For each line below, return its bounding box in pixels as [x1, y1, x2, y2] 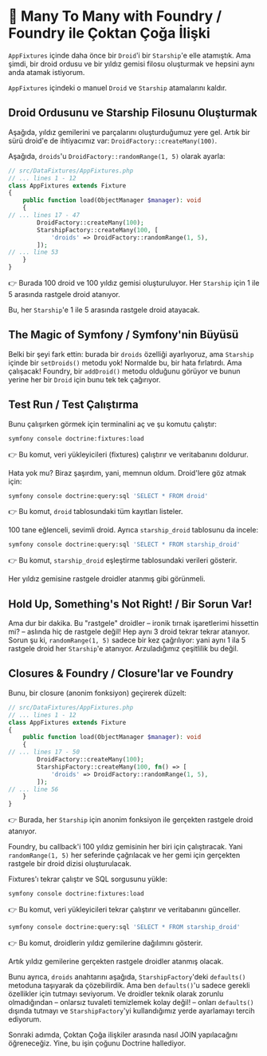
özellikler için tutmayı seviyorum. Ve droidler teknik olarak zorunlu [8, 989, 224, 999]
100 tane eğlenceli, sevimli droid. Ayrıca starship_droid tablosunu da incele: [8, 525, 259, 535]
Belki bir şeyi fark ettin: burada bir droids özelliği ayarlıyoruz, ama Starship [8, 349, 254, 358]
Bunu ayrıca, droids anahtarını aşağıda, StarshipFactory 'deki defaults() [8, 971, 246, 981]
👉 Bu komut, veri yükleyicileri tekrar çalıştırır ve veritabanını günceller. [8, 905, 241, 914]
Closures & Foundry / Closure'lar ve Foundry [8, 666, 234, 681]
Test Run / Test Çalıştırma [8, 398, 139, 412]
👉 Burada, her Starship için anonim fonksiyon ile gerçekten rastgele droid [8, 815, 253, 825]
